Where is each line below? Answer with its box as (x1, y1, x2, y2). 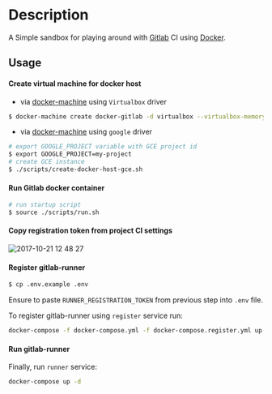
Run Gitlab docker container (8, 182, 105, 192)
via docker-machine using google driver (19, 127, 152, 137)
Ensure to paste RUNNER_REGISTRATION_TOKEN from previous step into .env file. (8, 295, 263, 305)
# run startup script (8, 201, 82, 209)
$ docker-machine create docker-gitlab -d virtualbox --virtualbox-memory (8, 112, 266, 121)
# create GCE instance (8, 158, 85, 166)
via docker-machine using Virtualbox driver (19, 96, 168, 106)
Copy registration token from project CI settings (8, 225, 172, 236)
